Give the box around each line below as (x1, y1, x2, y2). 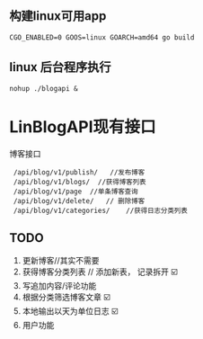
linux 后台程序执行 (9, 59, 111, 75)
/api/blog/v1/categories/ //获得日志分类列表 (13, 206, 189, 215)
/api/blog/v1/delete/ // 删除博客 (13, 196, 146, 205)
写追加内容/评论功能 (22, 281, 97, 291)
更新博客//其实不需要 (22, 255, 100, 266)
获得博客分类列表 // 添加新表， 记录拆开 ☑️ (22, 266, 178, 277)
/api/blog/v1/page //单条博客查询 (13, 187, 138, 196)
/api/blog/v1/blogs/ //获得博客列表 (13, 177, 146, 186)
